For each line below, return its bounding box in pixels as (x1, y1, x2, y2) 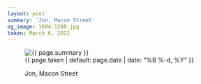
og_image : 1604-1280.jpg (7, 23, 80, 30)
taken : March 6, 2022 (7, 29, 70, 37)
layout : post (7, 10, 45, 17)
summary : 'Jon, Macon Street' (7, 17, 96, 24)
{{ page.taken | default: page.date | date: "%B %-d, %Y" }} (24, 56, 194, 65)
